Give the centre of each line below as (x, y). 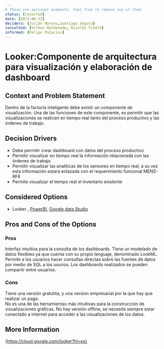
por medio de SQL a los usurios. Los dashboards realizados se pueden (76, 265)
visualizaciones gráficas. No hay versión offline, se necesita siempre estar (80, 309)
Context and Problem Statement (55, 95)
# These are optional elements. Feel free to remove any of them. (74, 10)
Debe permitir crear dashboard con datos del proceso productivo (78, 150)
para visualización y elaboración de (79, 67)
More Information (32, 330)
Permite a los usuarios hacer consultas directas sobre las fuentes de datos (80, 259)
